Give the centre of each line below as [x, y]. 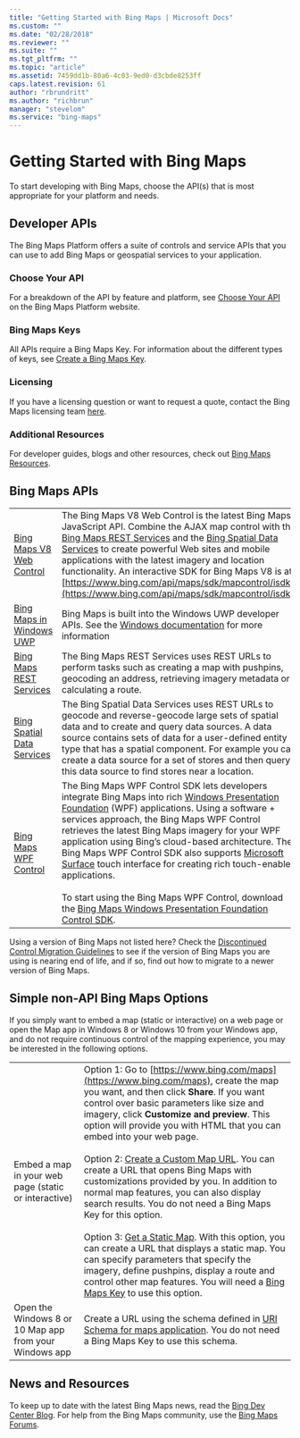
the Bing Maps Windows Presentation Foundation [165, 908]
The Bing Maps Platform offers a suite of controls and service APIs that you [148, 245]
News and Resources [69, 1384]
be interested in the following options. [79, 1048]
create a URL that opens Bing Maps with [167, 1170]
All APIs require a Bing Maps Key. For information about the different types [146, 349]
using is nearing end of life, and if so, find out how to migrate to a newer [142, 961]
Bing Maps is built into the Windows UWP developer [170, 613]
